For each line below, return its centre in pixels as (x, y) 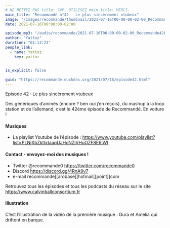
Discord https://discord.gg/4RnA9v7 (50, 171)
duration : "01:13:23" (28, 43)
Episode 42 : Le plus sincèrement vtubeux (49, 94)
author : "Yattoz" (24, 38)
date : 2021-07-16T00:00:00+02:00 (40, 24)
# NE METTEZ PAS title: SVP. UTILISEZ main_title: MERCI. (68, 10)
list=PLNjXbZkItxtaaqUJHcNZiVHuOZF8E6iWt (60, 143)
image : (12, 19)
